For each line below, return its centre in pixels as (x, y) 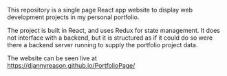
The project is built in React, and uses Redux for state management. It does (113, 30)
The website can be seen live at (52, 58)
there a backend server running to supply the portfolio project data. (102, 45)
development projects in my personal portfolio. (73, 17)
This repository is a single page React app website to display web (100, 10)
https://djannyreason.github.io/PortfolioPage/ (71, 65)
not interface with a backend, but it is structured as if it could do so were (110, 38)
